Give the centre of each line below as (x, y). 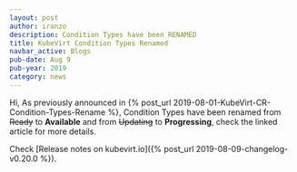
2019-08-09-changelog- (242, 148)
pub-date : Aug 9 (40, 60)
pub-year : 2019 (38, 69)
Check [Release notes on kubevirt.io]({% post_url (102, 148)
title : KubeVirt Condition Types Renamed (89, 43)
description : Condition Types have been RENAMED (103, 34)
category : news (38, 77)
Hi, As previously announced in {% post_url (90, 102)
